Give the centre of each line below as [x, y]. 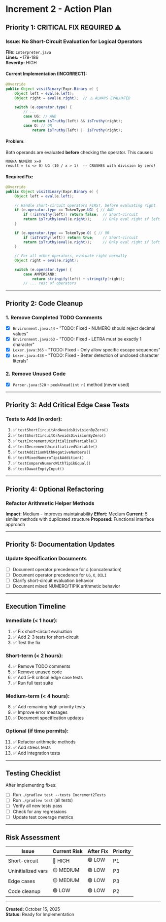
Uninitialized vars [28, 871]
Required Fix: [19, 177]
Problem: [15, 141]
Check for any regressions [40, 811]
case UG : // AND [40, 116]
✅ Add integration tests [36, 753]
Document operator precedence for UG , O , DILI [60, 575]
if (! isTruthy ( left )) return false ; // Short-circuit [81, 215]
